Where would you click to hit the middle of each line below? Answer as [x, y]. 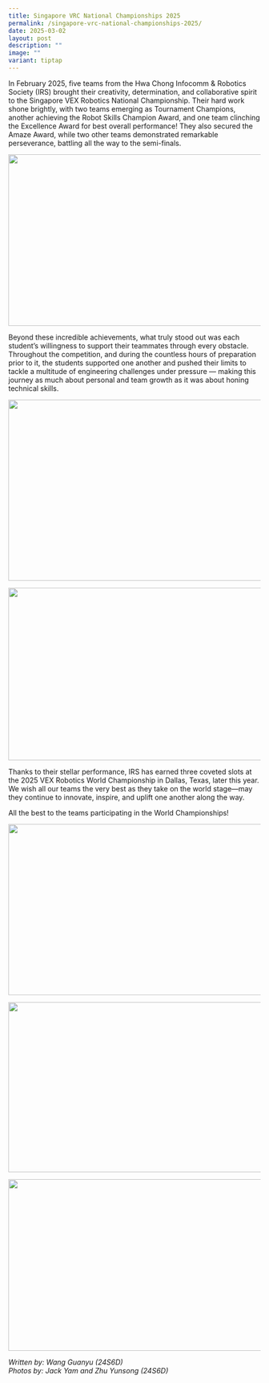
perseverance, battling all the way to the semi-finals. [95, 143]
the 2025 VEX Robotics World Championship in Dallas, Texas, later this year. [134, 780]
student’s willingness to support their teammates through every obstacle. [129, 345]
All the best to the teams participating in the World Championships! [119, 812]
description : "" [35, 46]
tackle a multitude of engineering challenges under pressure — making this [132, 371]
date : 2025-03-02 [37, 31]
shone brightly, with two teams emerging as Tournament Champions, [122, 108]
